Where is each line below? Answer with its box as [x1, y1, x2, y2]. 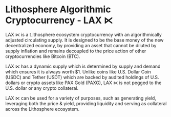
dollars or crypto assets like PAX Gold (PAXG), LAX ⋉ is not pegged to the [5, 80, 162, 86]
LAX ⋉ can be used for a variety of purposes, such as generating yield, [5, 95, 156, 101]
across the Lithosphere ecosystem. [5, 106, 80, 112]
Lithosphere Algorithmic [5, 4, 111, 15]
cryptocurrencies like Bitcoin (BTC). [5, 53, 80, 60]
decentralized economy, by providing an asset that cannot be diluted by [5, 42, 157, 48]
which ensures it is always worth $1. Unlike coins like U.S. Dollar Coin [5, 68, 151, 75]
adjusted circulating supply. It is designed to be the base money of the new [5, 37, 164, 43]
